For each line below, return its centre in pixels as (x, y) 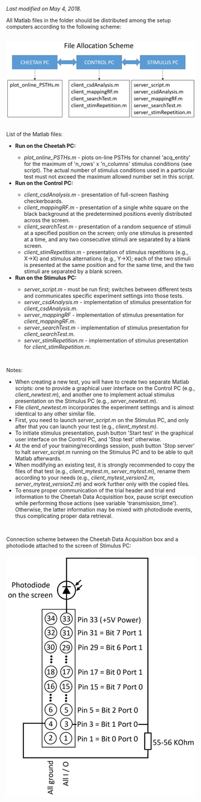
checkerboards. (43, 201)
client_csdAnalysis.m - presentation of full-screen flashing (96, 194)
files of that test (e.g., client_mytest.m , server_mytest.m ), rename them (102, 471)
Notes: (14, 370)
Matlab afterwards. (38, 458)
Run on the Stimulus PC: (46, 277)
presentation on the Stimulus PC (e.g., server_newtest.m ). (86, 401)
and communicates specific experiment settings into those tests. (104, 295)
